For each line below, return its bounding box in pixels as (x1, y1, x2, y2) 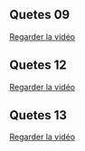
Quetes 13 (9, 108, 68, 123)
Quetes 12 (9, 58, 67, 73)
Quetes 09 (9, 7, 71, 23)
